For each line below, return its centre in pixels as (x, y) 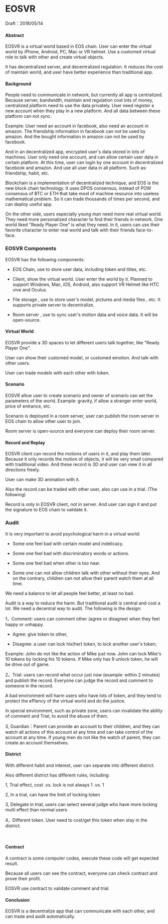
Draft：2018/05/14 (24, 23)
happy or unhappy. (25, 624)
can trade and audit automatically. (40, 916)
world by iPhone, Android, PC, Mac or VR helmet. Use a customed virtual (80, 52)
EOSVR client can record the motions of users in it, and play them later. (78, 454)
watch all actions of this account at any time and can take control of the (79, 732)
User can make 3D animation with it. (43, 480)
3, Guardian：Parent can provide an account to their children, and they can (83, 726)
